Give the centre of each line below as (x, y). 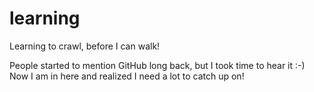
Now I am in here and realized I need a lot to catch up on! (127, 76)
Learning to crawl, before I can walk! (85, 46)
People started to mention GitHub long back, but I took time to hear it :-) (157, 65)
